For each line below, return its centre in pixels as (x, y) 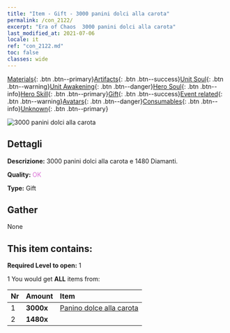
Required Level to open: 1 (44, 265)
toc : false (23, 53)
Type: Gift (22, 188)
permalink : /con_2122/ (40, 20)
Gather (23, 210)
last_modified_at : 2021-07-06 (51, 33)
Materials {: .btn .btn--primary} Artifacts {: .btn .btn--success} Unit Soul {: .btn (116, 79)
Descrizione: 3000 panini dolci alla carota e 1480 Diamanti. (93, 161)
